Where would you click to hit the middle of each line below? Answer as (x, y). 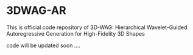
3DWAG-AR (36, 11)
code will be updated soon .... (44, 45)
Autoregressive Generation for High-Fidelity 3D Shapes (75, 33)
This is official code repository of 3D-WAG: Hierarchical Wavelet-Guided (97, 27)
